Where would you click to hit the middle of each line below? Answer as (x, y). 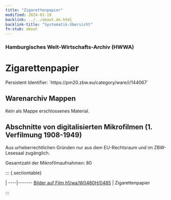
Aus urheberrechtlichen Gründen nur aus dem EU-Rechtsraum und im (79, 147)
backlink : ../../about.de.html (39, 19)
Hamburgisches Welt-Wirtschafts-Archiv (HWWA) (70, 47)
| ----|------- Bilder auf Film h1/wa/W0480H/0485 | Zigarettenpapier (78, 183)
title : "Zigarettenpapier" (34, 10)
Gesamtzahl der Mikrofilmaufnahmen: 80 (49, 163)
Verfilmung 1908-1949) (44, 135)
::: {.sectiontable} (24, 173)
